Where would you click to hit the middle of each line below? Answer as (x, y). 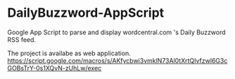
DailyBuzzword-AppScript (86, 13)
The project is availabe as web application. (69, 53)
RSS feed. (22, 39)
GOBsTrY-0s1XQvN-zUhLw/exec (55, 68)
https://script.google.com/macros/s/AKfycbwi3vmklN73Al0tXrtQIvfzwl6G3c (118, 60)
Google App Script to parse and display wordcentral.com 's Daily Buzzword (117, 32)
